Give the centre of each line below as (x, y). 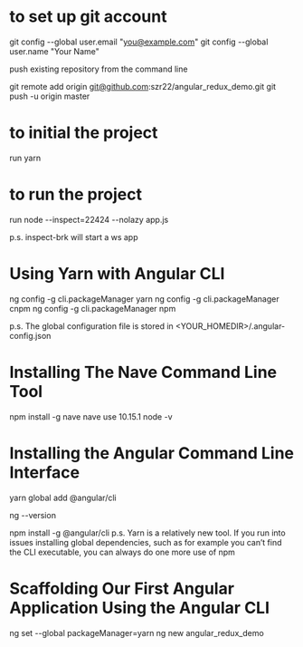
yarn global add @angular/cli (63, 497)
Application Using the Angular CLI (139, 608)
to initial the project (84, 133)
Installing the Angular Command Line (152, 453)
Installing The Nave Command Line (143, 372)
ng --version (33, 515)
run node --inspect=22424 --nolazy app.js (89, 219)
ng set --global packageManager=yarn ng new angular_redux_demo (137, 633)
